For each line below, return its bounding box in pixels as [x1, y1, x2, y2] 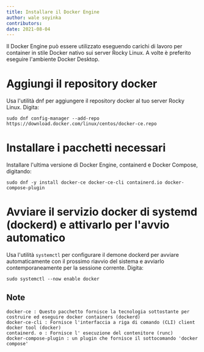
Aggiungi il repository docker [6, 77, 158, 91]
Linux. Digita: [6, 104, 40, 111]
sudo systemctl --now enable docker [6, 276, 100, 282]
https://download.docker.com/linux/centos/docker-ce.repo [6, 121, 157, 127]
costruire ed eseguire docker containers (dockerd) [6, 314, 140, 320]
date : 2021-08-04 [6, 26, 51, 32]
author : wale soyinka [6, 15, 62, 21]
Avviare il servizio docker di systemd [6, 205, 197, 219]
